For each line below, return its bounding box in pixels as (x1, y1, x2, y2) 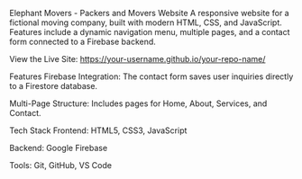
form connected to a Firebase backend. (9, 36, 156, 47)
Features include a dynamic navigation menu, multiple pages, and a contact (9, 27, 290, 37)
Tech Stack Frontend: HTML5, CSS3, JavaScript (9, 125, 188, 136)
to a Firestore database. (9, 81, 97, 91)
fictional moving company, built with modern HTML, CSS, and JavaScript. (9, 17, 282, 28)
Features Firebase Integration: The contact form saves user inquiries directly (9, 71, 294, 82)
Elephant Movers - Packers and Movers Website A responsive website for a (9, 8, 290, 18)
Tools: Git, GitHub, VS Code (9, 160, 113, 170)
